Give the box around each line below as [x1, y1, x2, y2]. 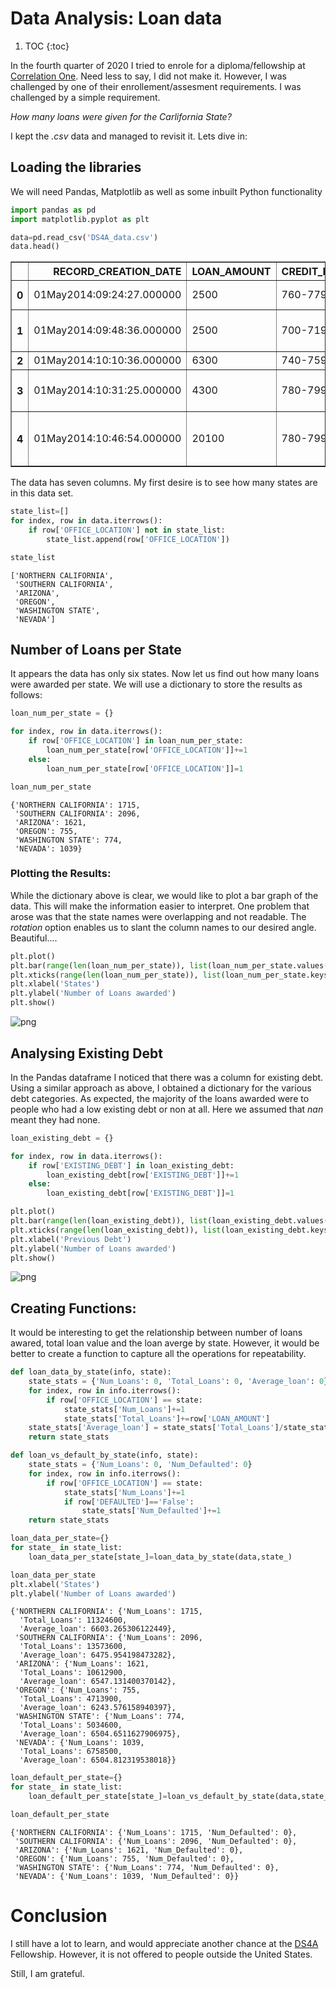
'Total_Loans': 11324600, [19, 1615, 128, 1626]
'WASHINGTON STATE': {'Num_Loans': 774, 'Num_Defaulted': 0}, [14, 1862, 280, 1872]
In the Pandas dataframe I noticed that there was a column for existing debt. [10, 1071, 324, 1083]
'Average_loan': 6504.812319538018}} [19, 1755, 177, 1766]
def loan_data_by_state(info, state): [10, 1367, 172, 1377]
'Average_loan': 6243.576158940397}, [19, 1703, 177, 1713]
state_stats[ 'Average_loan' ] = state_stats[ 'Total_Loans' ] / [28, 1423, 284, 1433]
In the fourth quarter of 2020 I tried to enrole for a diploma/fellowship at [10, 59, 306, 71]
